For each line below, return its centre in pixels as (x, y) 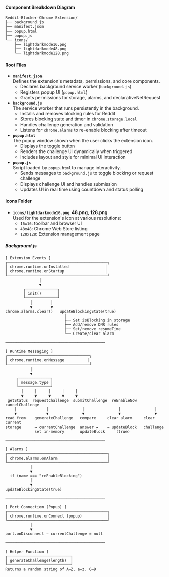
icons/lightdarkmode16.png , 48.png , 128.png (60, 212)
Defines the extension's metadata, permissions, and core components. (86, 81)
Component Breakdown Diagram (40, 7)
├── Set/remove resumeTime (93, 329)
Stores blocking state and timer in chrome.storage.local (78, 119)
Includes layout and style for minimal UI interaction (73, 157)
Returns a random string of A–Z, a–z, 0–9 (51, 569)
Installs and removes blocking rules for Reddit (68, 114)
